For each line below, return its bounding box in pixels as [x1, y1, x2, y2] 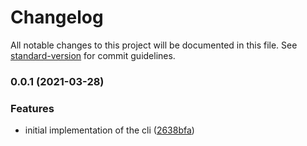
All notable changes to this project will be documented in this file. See [10, 39, 298, 51]
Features [10, 101, 55, 115]
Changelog [10, 6, 104, 29]
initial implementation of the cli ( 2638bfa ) [24, 124, 195, 136]
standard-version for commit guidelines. [10, 49, 176, 61]
